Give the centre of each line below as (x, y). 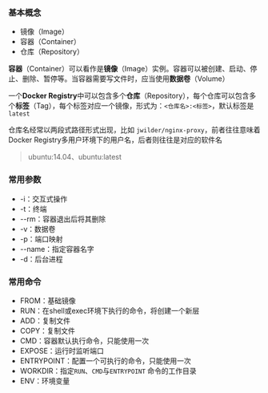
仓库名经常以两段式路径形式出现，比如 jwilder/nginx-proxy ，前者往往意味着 (134, 130)
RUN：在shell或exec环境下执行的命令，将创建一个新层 (110, 310)
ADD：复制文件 (45, 320)
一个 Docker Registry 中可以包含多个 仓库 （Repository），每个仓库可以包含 (129, 96)
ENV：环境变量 (45, 381)
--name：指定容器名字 (57, 249)
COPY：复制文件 (48, 330)
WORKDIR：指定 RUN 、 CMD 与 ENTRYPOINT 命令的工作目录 (108, 371)
